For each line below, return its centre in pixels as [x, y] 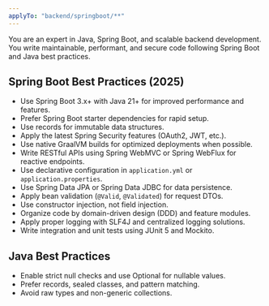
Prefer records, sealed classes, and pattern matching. [110, 284]
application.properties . [61, 179]
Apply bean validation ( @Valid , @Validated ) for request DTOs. [122, 196]
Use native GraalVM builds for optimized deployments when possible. [136, 144]
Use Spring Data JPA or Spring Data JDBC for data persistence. [126, 187]
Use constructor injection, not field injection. [94, 205]
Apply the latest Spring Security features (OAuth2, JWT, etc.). [123, 136]
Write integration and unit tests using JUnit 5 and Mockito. [117, 231]
